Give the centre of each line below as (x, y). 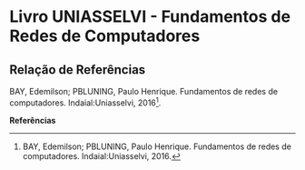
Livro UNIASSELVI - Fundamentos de (150, 17)
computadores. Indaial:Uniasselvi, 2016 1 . (85, 102)
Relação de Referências (78, 70)
